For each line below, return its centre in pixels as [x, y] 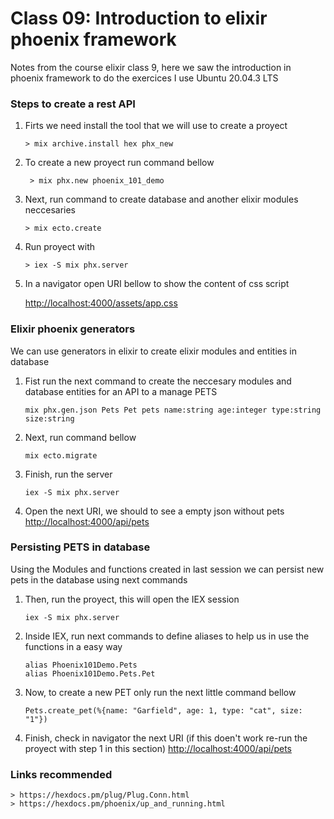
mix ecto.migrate [61, 455]
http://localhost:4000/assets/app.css [101, 303]
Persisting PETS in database [80, 547]
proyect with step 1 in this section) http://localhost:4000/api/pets [158, 748]
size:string [49, 418]
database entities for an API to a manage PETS [121, 391]
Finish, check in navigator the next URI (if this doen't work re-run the [166, 738]
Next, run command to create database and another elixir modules [161, 199]
